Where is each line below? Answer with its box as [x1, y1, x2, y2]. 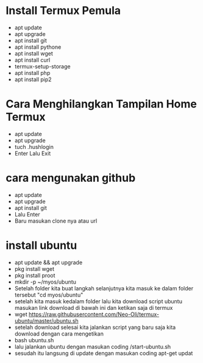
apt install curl [14, 56, 51, 63]
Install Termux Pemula [5, 4, 121, 18]
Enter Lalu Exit [14, 149, 51, 157]
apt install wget [14, 49, 53, 57]
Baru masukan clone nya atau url [14, 217, 98, 225]
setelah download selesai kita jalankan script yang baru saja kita [14, 323, 176, 331]
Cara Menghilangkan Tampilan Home [5, 97, 198, 111]
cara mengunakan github [5, 171, 136, 185]
